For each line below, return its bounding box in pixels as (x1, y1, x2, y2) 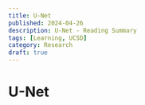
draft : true (8, 49, 48, 56)
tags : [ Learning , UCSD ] (8, 33, 88, 42)
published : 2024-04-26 (8, 19, 84, 27)
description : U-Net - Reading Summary (8, 26, 137, 34)
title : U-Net (8, 11, 52, 20)
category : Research (8, 41, 73, 49)
